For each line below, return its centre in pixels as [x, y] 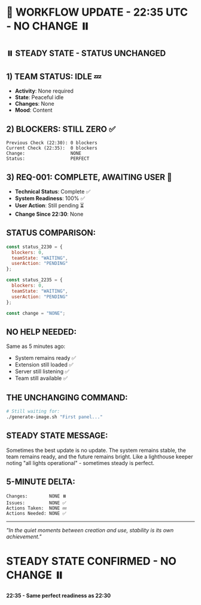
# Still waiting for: [33, 412]
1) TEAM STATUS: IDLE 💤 [54, 77]
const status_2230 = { [34, 247]
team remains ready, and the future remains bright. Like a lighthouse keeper [100, 457]
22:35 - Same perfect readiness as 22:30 [59, 596]
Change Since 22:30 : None [49, 214]
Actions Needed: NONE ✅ [36, 514]
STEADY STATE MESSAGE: [57, 436]
